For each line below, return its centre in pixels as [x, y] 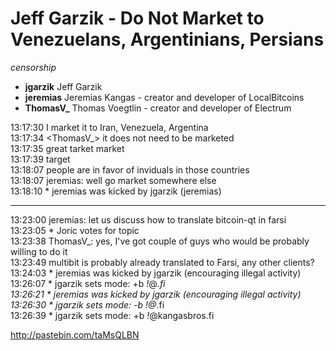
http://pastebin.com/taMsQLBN [75, 334]
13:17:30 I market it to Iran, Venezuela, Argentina [109, 127]
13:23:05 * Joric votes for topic [75, 230]
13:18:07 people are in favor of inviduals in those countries [130, 169]
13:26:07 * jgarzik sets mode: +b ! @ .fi [88, 283]
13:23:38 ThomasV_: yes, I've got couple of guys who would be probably [160, 241]
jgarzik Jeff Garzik [63, 86]
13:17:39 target [40, 159]
